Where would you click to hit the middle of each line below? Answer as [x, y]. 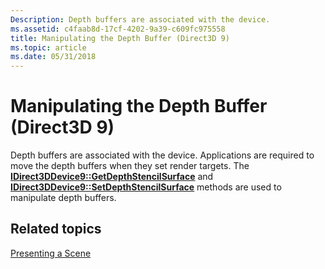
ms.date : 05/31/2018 [53, 57]
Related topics [56, 229]
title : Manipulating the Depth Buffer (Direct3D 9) [120, 38]
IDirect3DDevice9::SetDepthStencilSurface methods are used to [146, 187]
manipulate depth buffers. [63, 198]
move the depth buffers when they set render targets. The [130, 166]
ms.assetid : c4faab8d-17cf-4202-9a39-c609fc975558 [118, 29]
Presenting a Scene [51, 253]
